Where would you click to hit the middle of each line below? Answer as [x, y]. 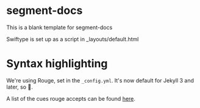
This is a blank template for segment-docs [59, 27]
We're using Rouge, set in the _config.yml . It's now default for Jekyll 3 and [100, 80]
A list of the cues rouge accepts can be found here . [71, 98]
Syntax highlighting [57, 64]
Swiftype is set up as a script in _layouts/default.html [73, 39]
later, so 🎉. [20, 87]
